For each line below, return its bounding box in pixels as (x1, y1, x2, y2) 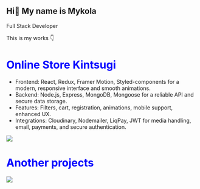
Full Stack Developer (6, 22, 58, 29)
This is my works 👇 (6, 34, 55, 41)
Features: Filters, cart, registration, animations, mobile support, (15, 104, 173, 111)
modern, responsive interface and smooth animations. (15, 84, 151, 92)
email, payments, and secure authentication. (15, 123, 126, 131)
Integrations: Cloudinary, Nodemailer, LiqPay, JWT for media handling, (15, 117, 191, 124)
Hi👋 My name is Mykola (6, 6, 97, 16)
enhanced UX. (15, 110, 52, 117)
